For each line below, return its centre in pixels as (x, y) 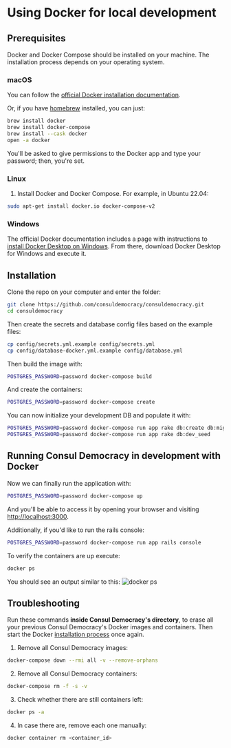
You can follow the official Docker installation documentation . (94, 95)
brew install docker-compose (49, 128)
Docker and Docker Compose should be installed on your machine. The (108, 55)
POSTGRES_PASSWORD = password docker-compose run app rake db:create (106, 428)
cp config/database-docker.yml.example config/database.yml (95, 351)
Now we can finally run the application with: (69, 483)
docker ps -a (26, 712)
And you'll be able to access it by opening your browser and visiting (103, 509)
